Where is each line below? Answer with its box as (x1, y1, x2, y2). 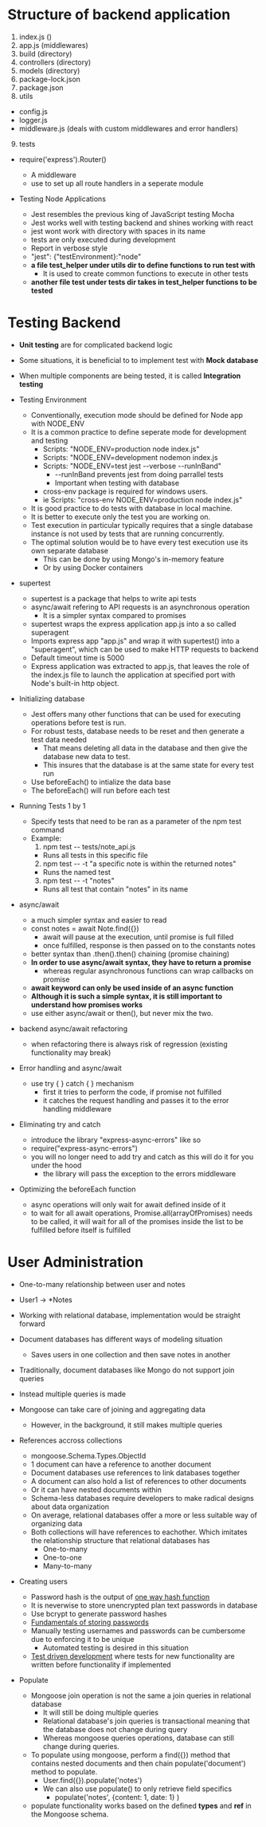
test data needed (30, 734, 87, 744)
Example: (30, 833, 61, 843)
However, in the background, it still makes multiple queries (30, 1419, 223, 1429)
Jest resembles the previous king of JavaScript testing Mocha (30, 209, 235, 219)
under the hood (30, 1160, 82, 1170)
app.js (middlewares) (18, 40, 88, 49)
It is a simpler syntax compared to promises (42, 610, 186, 620)
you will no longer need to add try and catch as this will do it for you (30, 1152, 254, 1161)
